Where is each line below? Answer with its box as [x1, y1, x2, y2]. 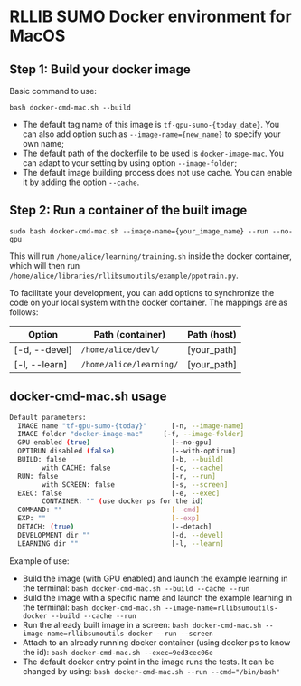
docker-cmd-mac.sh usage [9, 389, 167, 405]
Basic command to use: [9, 86, 97, 96]
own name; [22, 138, 65, 148]
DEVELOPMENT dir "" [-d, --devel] [17, 530, 224, 539]
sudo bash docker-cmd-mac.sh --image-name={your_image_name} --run [9, 226, 269, 236]
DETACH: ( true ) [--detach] [17, 522, 212, 531]
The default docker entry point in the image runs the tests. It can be [22, 656, 275, 667]
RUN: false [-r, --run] [17, 472, 217, 481]
